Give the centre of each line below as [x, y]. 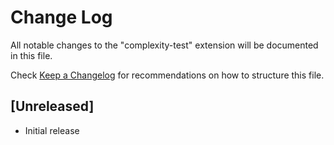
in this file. [31, 55]
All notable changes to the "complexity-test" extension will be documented [164, 45]
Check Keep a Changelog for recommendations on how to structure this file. [167, 75]
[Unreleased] [52, 106]
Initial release [52, 130]
